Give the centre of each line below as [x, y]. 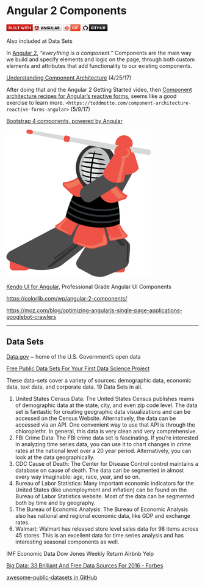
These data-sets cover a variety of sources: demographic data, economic [99, 380]
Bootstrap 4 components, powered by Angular [65, 121]
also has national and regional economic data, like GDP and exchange [103, 515]
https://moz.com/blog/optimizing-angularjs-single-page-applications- [95, 310]
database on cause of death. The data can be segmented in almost [99, 470]
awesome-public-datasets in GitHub [52, 577]
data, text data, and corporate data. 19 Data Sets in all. [74, 387]
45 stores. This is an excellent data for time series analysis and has [99, 535]
